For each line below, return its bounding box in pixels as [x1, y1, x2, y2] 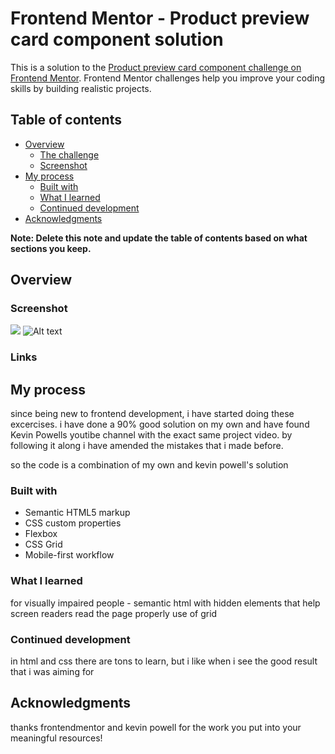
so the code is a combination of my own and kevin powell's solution [10, 459, 289, 471]
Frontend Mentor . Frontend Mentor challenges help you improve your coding [10, 72, 326, 84]
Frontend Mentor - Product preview [10, 7, 310, 30]
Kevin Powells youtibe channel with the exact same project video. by [10, 429, 293, 441]
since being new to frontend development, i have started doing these [10, 408, 295, 420]
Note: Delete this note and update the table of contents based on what [10, 232, 308, 244]
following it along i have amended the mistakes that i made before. [10, 440, 284, 452]
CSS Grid [24, 538, 63, 551]
